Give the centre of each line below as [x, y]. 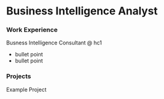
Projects [19, 76]
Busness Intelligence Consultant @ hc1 [54, 43]
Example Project [26, 89]
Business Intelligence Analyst [82, 11]
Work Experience [32, 30]
